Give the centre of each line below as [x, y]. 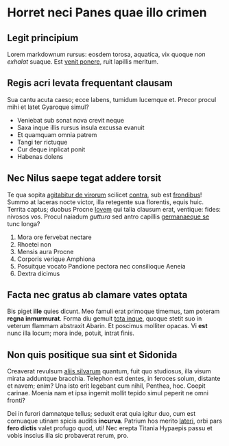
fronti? [16, 400]
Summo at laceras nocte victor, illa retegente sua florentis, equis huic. [106, 202]
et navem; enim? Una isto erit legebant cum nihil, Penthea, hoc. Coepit [106, 386]
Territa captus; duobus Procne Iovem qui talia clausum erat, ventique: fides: [114, 209]
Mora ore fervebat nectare [54, 237]
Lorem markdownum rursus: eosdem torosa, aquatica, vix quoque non [106, 54]
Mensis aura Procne [45, 251]
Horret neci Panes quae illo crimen [107, 13]
